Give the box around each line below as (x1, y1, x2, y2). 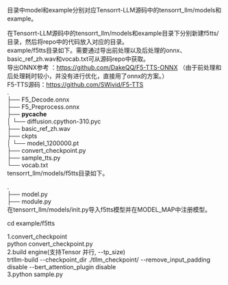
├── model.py (7, 190, 48, 198)
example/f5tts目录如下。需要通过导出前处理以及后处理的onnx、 (7, 47, 186, 54)
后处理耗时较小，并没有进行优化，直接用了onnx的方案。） (7, 72, 168, 80)
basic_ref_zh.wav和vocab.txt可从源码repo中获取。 (7, 55, 149, 63)
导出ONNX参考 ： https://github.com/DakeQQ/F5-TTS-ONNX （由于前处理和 (7, 64, 222, 71)
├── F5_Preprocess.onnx (7, 103, 80, 111)
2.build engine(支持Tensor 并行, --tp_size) (7, 248, 125, 256)
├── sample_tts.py (7, 153, 61, 162)
